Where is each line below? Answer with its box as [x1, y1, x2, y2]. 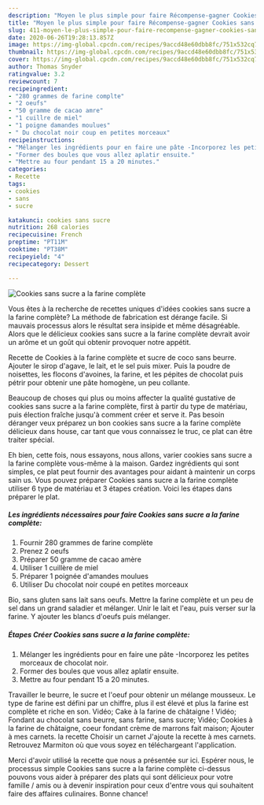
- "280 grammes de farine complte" [8, 92, 125, 100]
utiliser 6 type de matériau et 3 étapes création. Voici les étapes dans [8, 484, 233, 493]
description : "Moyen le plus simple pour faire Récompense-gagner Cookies [8, 11, 258, 20]
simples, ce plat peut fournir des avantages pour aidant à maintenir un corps [8, 466, 255, 477]
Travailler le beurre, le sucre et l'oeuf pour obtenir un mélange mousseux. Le [8, 690, 256, 699]
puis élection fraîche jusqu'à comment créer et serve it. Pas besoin [8, 410, 225, 419]
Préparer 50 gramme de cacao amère [19, 555, 141, 564]
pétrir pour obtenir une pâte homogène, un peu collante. [8, 377, 190, 387]
